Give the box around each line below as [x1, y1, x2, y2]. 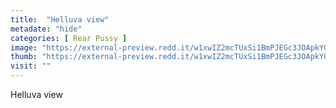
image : [10, 42, 38, 53]
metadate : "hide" [10, 24, 83, 34]
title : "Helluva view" [10, 14, 110, 25]
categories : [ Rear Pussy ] [10, 33, 128, 43]
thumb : [10, 52, 38, 62]
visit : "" [10, 61, 52, 71]
